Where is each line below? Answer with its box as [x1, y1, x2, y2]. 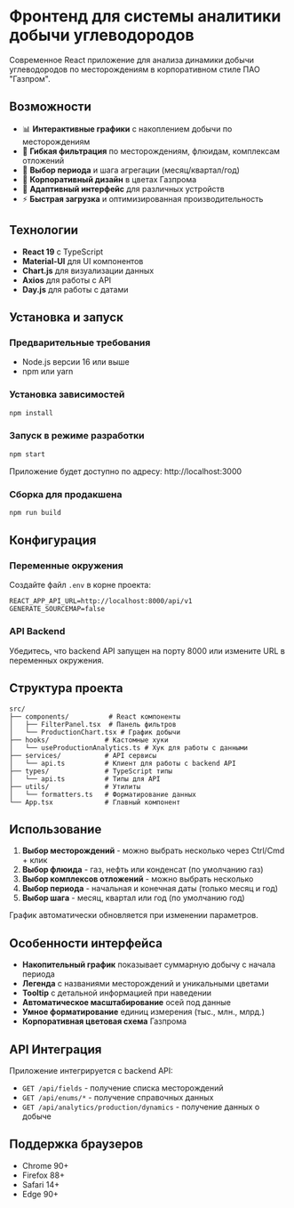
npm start [9, 449, 46, 459]
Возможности [9, 100, 91, 115]
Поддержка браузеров [9, 1137, 144, 1152]
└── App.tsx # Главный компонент [9, 798, 180, 807]
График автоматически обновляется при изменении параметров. [9, 910, 259, 921]
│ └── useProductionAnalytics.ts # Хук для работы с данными [9, 743, 249, 753]
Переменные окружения [9, 560, 123, 572]
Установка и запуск [9, 310, 124, 325]
